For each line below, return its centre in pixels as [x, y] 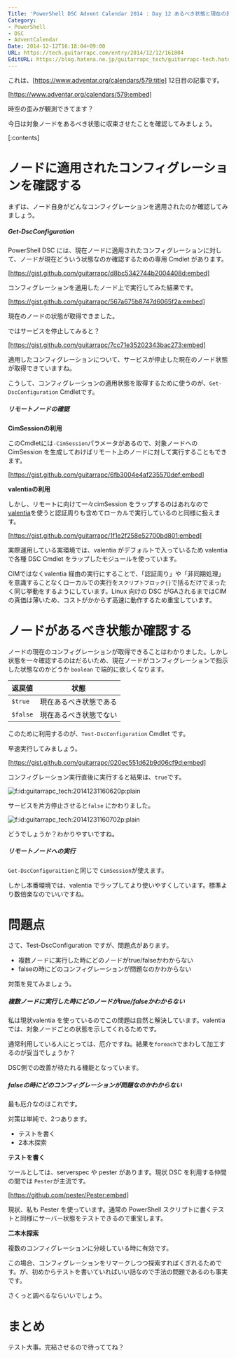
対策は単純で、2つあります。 [49, 1119]
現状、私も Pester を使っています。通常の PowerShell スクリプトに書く [110, 1209]
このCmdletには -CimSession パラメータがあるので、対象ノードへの [103, 443]
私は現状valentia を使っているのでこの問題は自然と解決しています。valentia [117, 1020]
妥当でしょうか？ [51, 1053]
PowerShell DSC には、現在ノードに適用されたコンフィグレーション [106, 250]
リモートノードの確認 [39, 409]
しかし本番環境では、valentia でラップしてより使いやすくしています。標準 [114, 885]
